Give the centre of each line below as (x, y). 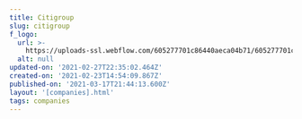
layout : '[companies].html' (62, 92)
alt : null (36, 59)
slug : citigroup (40, 26)
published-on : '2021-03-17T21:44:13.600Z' (90, 84)
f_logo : (24, 34)
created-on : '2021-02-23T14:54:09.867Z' (86, 76)
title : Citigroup (42, 17)
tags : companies (40, 101)
